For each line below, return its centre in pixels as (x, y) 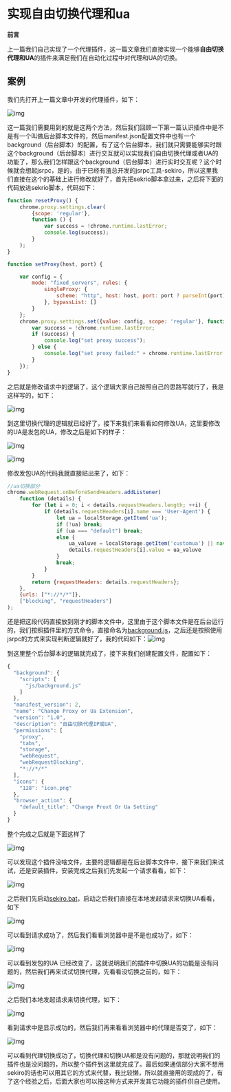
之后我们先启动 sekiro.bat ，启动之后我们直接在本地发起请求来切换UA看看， (113, 898)
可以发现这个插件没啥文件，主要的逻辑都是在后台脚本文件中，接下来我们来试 (115, 861)
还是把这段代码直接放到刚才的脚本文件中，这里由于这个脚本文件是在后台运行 (115, 621)
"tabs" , (30, 743)
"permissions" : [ (38, 730)
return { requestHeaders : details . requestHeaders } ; (106, 582)
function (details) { (50, 499)
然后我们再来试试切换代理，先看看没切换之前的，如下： (103, 972)
